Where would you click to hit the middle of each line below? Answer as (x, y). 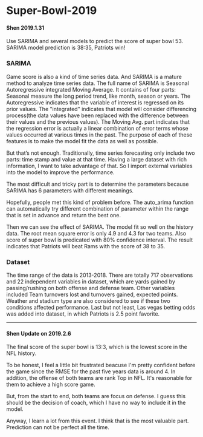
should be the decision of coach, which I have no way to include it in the (96, 403)
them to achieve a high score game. (51, 384)
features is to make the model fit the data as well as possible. (82, 141)
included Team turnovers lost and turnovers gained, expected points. (92, 294)
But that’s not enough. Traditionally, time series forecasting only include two (101, 153)
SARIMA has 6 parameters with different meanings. (70, 190)
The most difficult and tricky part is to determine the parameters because (98, 184)
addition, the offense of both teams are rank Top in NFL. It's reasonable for (99, 378)
